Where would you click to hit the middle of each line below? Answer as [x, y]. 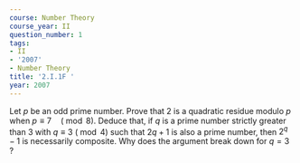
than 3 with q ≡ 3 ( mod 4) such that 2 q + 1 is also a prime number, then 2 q [149, 130]
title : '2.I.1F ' [42, 77]
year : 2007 [30, 85]
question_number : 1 [46, 34]
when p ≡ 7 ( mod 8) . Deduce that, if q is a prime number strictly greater [148, 120]
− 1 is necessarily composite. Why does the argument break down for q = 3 [150, 141]
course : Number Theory [52, 18]
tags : [19, 43]
